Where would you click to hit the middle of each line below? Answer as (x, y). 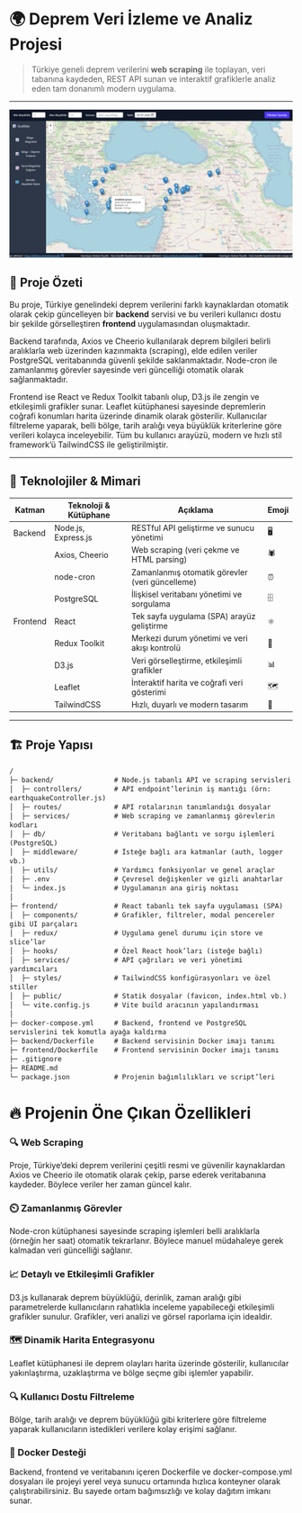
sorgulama (151, 603)
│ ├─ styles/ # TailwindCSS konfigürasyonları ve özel (140, 978)
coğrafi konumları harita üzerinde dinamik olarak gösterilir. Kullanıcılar (138, 416)
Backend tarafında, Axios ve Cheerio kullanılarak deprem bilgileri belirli (140, 341)
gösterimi (149, 692)
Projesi (36, 45)
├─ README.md (34, 1068)
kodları (24, 825)
